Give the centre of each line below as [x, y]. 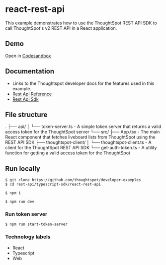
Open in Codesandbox [28, 56]
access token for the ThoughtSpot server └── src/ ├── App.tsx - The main [83, 132]
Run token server [26, 214]
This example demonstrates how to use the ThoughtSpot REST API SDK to [81, 23]
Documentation [30, 71]
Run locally [23, 168]
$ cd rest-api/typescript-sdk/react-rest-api [53, 185]
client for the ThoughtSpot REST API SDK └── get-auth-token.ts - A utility [81, 148]
